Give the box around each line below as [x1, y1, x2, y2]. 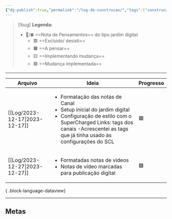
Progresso [138, 79, 164, 86]
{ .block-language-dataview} [5, 187, 66, 193]
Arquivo [17, 79, 37, 86]
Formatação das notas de [60, 93, 122, 100]
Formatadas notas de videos [60, 157, 129, 164]
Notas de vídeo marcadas [60, 163, 122, 170]
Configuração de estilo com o [60, 112, 132, 119]
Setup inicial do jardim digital [60, 106, 130, 113]
